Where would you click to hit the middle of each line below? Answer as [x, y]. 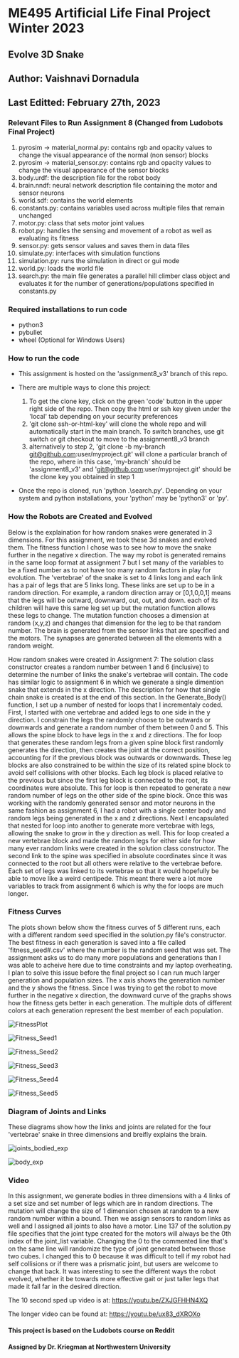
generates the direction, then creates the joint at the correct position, [109, 750]
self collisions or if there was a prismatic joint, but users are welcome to [113, 1264]
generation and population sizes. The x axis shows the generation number [117, 980]
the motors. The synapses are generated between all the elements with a [115, 638]
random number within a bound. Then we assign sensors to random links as [119, 1219]
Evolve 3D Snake [46, 54]
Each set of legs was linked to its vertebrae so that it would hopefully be [113, 871]
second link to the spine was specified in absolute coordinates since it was [117, 855]
